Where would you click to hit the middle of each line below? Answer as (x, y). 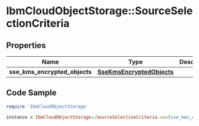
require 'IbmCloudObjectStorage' (47, 106)
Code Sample (31, 93)
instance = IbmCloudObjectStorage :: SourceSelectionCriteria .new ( (88, 117)
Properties (26, 45)
